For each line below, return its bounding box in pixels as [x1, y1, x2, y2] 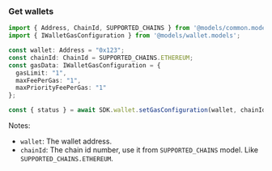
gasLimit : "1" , [15, 69, 67, 77]
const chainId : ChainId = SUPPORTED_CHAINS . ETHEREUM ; [8, 53, 194, 62]
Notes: [8, 121, 31, 130]
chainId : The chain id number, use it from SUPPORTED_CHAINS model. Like [19, 145, 259, 155]
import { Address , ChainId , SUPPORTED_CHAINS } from [8, 24, 190, 32]
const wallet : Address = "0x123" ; [8, 46, 125, 54]
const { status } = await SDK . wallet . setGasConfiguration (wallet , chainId [8, 106, 266, 114]
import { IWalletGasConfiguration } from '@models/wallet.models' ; [8, 32, 241, 40]
